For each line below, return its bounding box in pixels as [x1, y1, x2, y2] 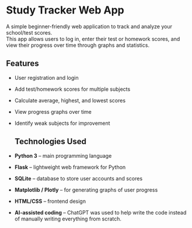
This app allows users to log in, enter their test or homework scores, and [6, 35, 180, 42]
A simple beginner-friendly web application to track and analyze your [6, 23, 172, 30]
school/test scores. [6, 29, 53, 36]
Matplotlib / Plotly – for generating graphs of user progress [14, 186, 158, 193]
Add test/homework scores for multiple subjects [14, 86, 131, 93]
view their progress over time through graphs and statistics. [6, 42, 150, 49]
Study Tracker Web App [6, 4, 124, 17]
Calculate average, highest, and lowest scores [14, 97, 126, 104]
